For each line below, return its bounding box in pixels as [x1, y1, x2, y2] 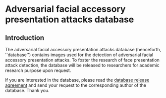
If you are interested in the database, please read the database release [5, 77, 150, 83]
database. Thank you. [5, 88, 50, 93]
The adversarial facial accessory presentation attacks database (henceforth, [5, 47, 162, 52]
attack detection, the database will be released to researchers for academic [5, 63, 160, 68]
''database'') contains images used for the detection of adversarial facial [5, 52, 154, 58]
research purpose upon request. [5, 67, 71, 73]
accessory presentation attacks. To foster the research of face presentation [5, 57, 160, 63]
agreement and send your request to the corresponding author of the [5, 82, 146, 88]
